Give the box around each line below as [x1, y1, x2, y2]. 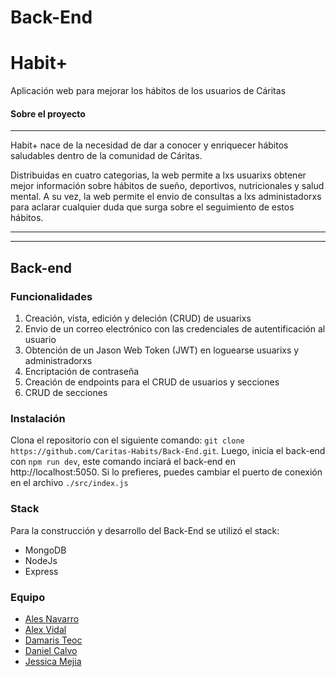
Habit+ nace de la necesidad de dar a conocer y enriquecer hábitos [10, 139, 289, 151]
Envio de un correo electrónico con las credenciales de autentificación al [24, 323, 326, 335]
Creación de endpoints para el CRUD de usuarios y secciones [24, 376, 280, 388]
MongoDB [24, 544, 67, 556]
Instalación [10, 411, 66, 425]
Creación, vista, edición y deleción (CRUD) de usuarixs [24, 312, 252, 325]
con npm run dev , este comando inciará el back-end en [10, 456, 237, 468]
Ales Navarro [24, 612, 80, 625]
